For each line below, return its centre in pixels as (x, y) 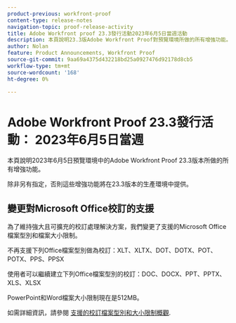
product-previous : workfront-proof (59, 14)
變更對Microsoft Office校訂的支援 (81, 208)
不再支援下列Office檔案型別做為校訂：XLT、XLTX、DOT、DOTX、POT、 (112, 251)
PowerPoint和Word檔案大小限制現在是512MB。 (75, 298)
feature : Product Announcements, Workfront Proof (81, 53)
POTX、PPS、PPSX (36, 259)
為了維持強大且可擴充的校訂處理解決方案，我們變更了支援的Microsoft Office (117, 227)
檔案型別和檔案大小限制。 (44, 235)
